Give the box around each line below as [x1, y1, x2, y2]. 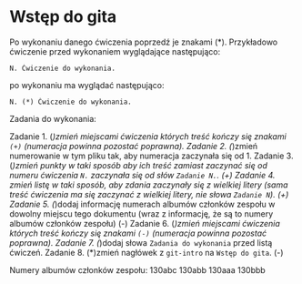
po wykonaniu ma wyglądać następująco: [9, 79, 166, 90]
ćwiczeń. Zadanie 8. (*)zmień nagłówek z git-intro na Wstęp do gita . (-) [9, 247, 284, 258]
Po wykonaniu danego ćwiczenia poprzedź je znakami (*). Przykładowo [9, 36, 278, 47]
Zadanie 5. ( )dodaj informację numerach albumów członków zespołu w [9, 198, 276, 209]
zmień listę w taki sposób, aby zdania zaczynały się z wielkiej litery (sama [9, 179, 288, 190]
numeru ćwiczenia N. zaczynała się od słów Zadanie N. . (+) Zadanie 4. [9, 169, 276, 180]
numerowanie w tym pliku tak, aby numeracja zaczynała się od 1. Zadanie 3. [9, 150, 294, 161]
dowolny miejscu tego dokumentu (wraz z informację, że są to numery [9, 208, 274, 219]
